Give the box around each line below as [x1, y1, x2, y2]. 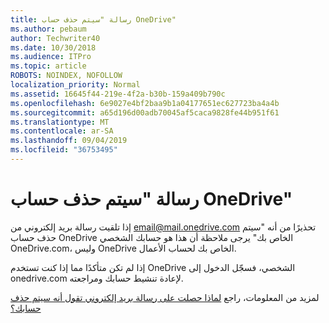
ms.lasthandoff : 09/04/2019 [10, 136, 128, 146]
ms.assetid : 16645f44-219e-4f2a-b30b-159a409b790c [10, 89, 226, 99]
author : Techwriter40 [10, 33, 101, 43]
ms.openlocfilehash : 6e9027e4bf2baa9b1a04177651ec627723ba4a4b [10, 98, 280, 108]
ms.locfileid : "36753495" [10, 145, 118, 155]
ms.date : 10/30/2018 [10, 42, 97, 53]
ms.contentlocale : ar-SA [10, 126, 114, 136]
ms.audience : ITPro [10, 52, 92, 62]
